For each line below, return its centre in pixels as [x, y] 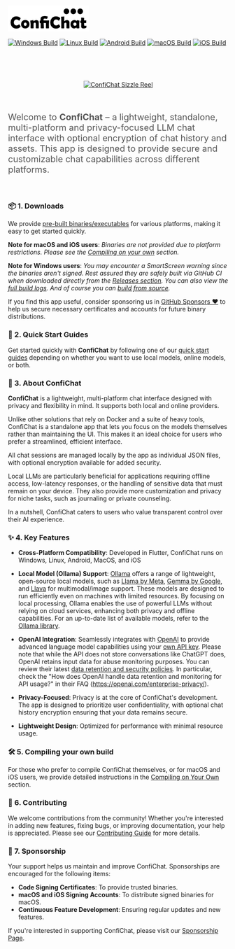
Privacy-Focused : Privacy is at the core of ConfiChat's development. [118, 698]
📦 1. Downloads [36, 206]
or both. [19, 365]
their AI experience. [36, 519]
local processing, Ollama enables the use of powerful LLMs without [115, 603]
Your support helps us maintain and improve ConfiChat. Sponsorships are [114, 866]
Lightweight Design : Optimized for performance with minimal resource [120, 726]
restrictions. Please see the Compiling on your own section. [94, 252]
